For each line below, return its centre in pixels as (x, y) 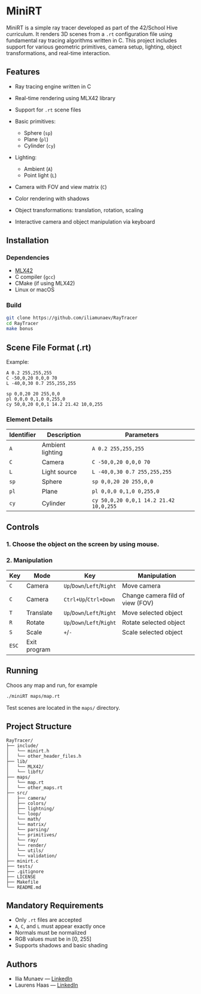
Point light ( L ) (40, 175)
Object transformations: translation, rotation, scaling (79, 210)
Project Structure (39, 727)
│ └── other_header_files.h (44, 756)
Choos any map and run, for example (52, 685)
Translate (39, 613)
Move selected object (152, 613)
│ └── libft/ (25, 772)
